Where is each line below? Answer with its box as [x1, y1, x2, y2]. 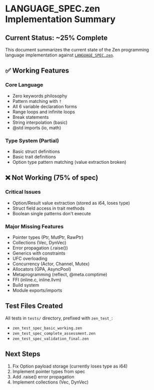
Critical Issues [5, 188, 41, 195]
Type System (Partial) [5, 137, 59, 144]
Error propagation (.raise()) [12, 245, 68, 251]
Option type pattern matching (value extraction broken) [12, 159, 126, 165]
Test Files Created [5, 302, 63, 310]
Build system [12, 282, 39, 288]
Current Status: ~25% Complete [5, 33, 108, 42]
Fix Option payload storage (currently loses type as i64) [12, 363, 128, 369]
